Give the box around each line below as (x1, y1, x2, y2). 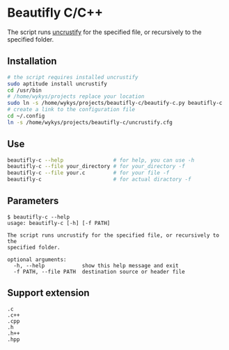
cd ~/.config (7, 112, 45, 119)
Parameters (7, 195, 59, 207)
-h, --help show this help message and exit (13, 262, 179, 269)
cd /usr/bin (7, 87, 42, 94)
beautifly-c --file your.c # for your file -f (7, 169, 170, 176)
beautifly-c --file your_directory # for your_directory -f (7, 163, 186, 170)
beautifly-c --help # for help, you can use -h (7, 156, 195, 164)
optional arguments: (7, 256, 68, 263)
